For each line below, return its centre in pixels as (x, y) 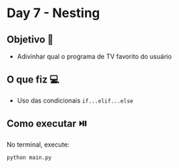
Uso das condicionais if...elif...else (75, 100)
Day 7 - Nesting (53, 13)
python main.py (29, 157)
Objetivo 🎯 (30, 40)
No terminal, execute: (38, 145)
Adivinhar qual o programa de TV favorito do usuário (94, 56)
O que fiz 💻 (33, 80)
